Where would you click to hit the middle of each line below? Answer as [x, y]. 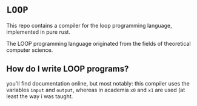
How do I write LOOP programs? [68, 69]
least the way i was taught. [40, 96]
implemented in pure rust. [38, 32]
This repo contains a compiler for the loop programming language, [89, 25]
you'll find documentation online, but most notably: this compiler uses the [98, 83]
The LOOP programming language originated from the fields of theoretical [98, 43]
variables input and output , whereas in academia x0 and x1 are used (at [96, 90]
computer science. [30, 50]
